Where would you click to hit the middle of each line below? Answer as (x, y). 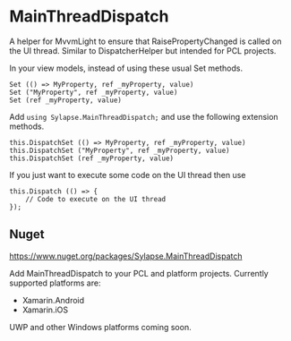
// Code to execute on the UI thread (96, 199)
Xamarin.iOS (45, 310)
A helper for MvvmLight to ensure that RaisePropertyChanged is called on (145, 41)
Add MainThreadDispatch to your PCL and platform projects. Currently (139, 273)
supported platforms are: (55, 283)
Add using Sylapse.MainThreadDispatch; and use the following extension (144, 116)
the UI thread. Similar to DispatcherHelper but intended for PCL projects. (143, 50)
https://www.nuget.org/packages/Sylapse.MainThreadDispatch (126, 256)
